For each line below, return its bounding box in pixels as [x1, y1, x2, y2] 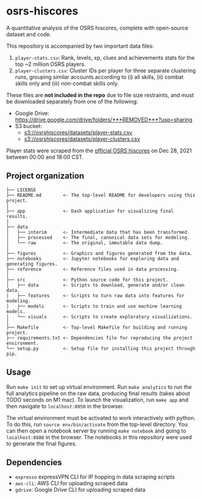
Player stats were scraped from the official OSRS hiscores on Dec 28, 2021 [6, 147, 192, 154]
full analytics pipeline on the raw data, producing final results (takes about [6, 390, 191, 397]
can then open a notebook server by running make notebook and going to [6, 427, 186, 434]
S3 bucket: [14, 122, 42, 129]
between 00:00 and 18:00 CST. [6, 153, 84, 161]
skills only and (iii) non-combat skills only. [14, 80, 119, 87]
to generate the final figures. [6, 440, 77, 447]
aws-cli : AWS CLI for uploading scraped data [14, 480, 128, 487]
